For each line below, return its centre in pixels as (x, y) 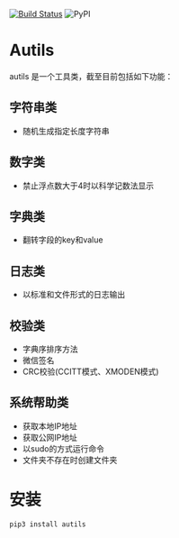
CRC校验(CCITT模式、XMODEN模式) (90, 371)
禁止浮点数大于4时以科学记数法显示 (88, 186)
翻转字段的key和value (63, 240)
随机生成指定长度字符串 (66, 131)
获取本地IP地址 (50, 426)
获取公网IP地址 (50, 437)
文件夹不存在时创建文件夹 (70, 460)
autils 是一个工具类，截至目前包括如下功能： (91, 76)
